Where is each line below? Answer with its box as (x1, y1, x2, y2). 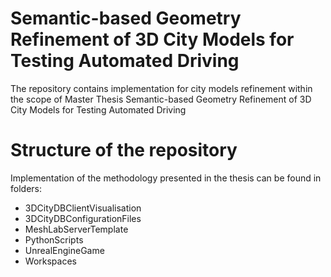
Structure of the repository (10, 139, 238, 162)
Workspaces (24, 255, 77, 267)
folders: (10, 182, 42, 194)
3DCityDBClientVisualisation (24, 202, 142, 214)
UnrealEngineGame (24, 244, 105, 256)
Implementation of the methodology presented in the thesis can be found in (10, 172, 322, 184)
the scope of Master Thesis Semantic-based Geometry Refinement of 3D (10, 93, 312, 105)
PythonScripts (24, 233, 84, 246)
